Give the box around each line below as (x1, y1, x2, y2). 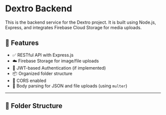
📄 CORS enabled (12, 77, 46, 83)
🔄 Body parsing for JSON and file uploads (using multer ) (12, 82, 127, 89)
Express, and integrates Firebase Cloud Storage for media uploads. (5, 24, 142, 30)
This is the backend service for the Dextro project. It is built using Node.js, (5, 19, 157, 25)
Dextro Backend (5, 3, 73, 14)
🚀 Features (5, 39, 39, 47)
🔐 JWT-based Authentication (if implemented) (12, 65, 106, 71)
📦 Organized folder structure (12, 70, 73, 77)
